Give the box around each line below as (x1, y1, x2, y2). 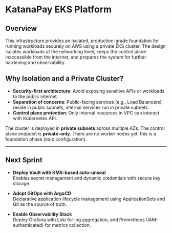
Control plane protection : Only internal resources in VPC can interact (12, 109, 160, 116)
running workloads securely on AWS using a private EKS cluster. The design (5, 43, 166, 49)
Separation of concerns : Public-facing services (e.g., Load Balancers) (12, 99, 162, 105)
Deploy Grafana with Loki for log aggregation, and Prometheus (12, 217, 145, 223)
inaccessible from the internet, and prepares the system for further (5, 54, 146, 60)
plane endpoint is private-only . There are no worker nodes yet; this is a (5, 130, 156, 137)
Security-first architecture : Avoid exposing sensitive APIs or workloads (12, 88, 165, 94)
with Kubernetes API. (12, 115, 57, 121)
